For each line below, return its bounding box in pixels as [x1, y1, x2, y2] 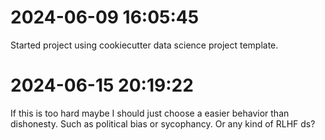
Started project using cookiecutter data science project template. [10, 39, 279, 51]
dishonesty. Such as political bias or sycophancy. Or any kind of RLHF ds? [10, 117, 316, 130]
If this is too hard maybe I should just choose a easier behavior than [10, 107, 290, 119]
